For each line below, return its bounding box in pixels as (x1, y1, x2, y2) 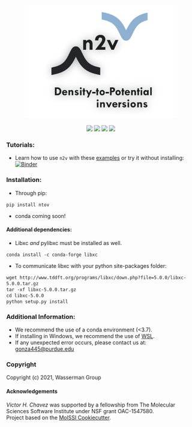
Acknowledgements (6, 387, 58, 395)
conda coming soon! (14, 212, 66, 219)
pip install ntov (6, 202, 50, 208)
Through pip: (14, 189, 47, 196)
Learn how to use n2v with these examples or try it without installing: (14, 154, 184, 162)
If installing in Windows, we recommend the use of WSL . (14, 333, 155, 340)
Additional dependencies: (6, 226, 72, 233)
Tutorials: (6, 141, 35, 149)
